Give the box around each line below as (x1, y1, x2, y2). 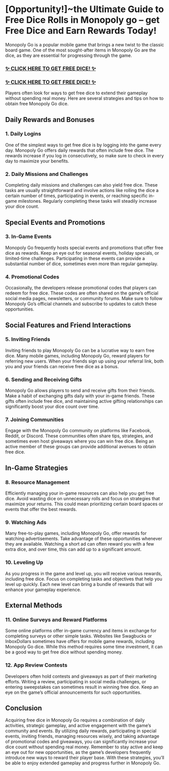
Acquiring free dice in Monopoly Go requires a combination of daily (5, 717, 145, 723)
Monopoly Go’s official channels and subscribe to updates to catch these (5, 301, 157, 307)
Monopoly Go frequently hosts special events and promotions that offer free (5, 245, 163, 251)
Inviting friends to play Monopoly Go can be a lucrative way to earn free (5, 347, 155, 353)
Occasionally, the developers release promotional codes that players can (5, 285, 157, 291)
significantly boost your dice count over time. (5, 403, 99, 409)
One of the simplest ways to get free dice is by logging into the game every (5, 142, 161, 148)
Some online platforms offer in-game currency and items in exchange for (5, 628, 157, 634)
